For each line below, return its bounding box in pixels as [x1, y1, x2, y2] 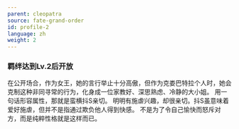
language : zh [7, 30, 46, 38]
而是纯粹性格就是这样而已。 [19, 114, 101, 123]
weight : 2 [7, 37, 37, 44]
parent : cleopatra [7, 10, 62, 18]
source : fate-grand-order [7, 17, 84, 24]
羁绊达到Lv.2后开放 [7, 62, 73, 72]
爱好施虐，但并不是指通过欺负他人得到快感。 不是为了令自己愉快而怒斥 [7, 106, 215, 114]
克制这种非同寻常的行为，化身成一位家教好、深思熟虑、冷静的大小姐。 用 [7, 88, 221, 96]
